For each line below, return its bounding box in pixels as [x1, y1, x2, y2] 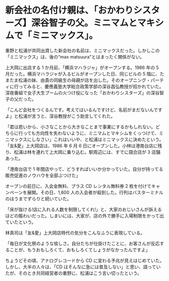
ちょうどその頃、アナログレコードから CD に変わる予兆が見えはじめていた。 [5, 257, 164, 263]
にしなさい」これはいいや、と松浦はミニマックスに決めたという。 [27, 136, 164, 142]
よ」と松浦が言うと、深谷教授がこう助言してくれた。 [5, 113, 116, 119]
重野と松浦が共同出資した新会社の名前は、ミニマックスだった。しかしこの [5, 47, 160, 53]
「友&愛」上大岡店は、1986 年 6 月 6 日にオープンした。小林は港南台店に [5, 142, 158, 149]
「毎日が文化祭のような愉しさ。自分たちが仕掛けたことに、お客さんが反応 [5, 240, 160, 246]
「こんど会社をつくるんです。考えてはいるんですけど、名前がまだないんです [5, 106, 163, 113]
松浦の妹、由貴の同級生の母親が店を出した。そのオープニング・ [18, 77, 151, 83]
